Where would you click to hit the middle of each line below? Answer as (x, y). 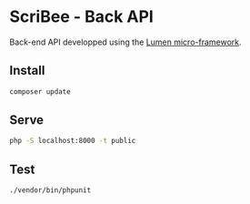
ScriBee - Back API (82, 17)
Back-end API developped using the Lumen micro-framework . (126, 42)
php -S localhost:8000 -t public (73, 141)
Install (27, 71)
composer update (40, 92)
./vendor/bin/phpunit (50, 190)
